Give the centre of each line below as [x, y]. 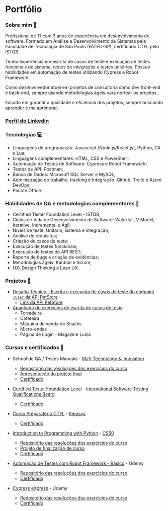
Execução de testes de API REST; [47, 252]
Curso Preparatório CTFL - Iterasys [49, 413]
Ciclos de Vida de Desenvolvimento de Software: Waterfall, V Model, [83, 220]
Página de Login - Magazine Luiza [55, 334]
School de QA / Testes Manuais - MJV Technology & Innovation [78, 359]
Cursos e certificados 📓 [35, 348]
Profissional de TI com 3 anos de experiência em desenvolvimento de [77, 36]
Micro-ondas [33, 329]
